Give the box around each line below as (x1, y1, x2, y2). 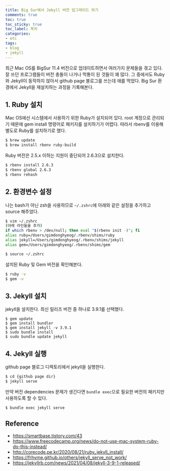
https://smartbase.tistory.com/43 (12, 433, 82, 439)
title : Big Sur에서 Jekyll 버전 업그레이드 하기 (5, 7, 99, 13)
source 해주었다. (5, 208, 39, 214)
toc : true (5, 17, 26, 22)
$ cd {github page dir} (5, 374, 56, 379)
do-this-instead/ (12, 443, 47, 450)
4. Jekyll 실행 (5, 349, 47, 358)
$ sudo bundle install (5, 330, 53, 335)
